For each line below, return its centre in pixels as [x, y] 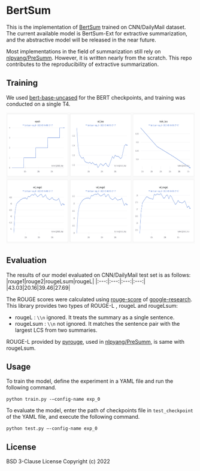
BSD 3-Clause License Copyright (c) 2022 [58, 461]
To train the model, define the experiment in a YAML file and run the [90, 381]
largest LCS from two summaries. [56, 330]
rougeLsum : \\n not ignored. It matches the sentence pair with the [97, 323]
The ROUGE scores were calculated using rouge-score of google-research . [99, 299]
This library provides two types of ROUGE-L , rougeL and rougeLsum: [92, 305]
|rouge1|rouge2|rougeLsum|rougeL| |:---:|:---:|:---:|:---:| [76, 281]
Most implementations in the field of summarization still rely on [84, 51]
